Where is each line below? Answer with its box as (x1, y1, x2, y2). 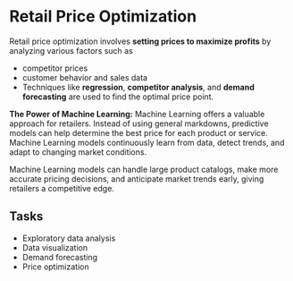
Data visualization (21, 242, 88, 252)
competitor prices (21, 63, 88, 73)
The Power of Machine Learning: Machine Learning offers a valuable (9, 108, 265, 119)
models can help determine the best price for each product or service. (9, 127, 268, 138)
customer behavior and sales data (21, 72, 148, 82)
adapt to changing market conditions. (9, 146, 147, 158)
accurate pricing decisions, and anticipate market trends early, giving (9, 173, 264, 184)
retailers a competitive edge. (9, 183, 114, 193)
